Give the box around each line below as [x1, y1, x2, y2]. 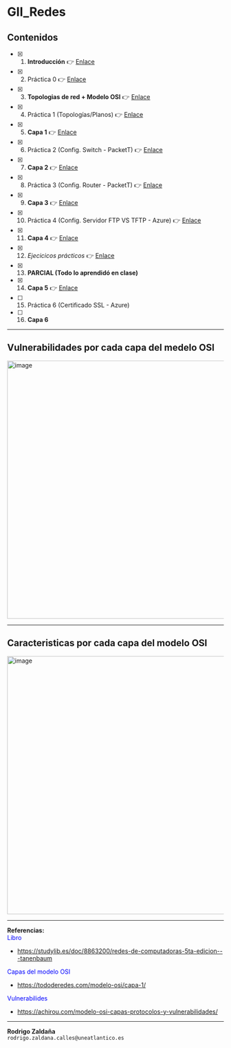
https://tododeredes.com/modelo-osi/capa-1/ [16, 981, 146, 989]
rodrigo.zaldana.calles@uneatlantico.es [7, 1034, 125, 1041]
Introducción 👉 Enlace [27, 58, 95, 65]
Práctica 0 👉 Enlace [27, 75, 87, 83]
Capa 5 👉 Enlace [27, 284, 78, 292]
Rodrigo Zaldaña [7, 1027, 56, 1036]
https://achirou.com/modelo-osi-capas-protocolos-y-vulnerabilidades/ [16, 1007, 218, 1016]
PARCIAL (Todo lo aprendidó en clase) [27, 269, 139, 277]
